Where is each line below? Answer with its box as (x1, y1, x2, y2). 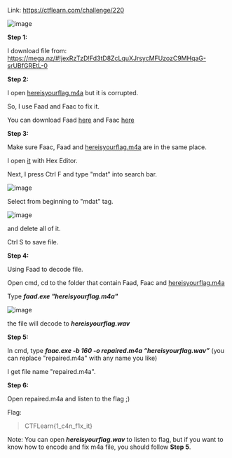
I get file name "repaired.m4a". (7, 368, 96, 375)
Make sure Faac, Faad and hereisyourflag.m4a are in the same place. (7, 143, 207, 151)
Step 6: (7, 381, 29, 389)
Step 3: (7, 130, 29, 137)
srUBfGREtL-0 (7, 62, 48, 69)
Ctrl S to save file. (7, 238, 59, 246)
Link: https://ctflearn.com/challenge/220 (7, 6, 125, 14)
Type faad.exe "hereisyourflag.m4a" (7, 292, 118, 300)
